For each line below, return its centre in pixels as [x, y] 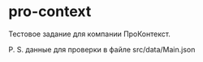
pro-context [50, 12]
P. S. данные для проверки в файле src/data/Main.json [102, 49]
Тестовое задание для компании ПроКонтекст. [89, 34]
